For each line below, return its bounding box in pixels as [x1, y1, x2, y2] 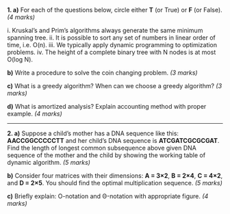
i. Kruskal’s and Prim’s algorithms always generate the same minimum [7, 27, 203, 34]
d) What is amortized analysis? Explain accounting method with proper [7, 103, 207, 110]
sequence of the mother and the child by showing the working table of [7, 151, 206, 159]
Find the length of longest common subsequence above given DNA [7, 144, 197, 152]
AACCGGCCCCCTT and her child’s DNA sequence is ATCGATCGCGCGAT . [7, 137, 220, 144]
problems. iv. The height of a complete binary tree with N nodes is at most [7, 48, 216, 56]
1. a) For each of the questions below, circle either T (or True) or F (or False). [7, 6, 222, 14]
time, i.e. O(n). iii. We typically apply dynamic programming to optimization [7, 41, 218, 49]
